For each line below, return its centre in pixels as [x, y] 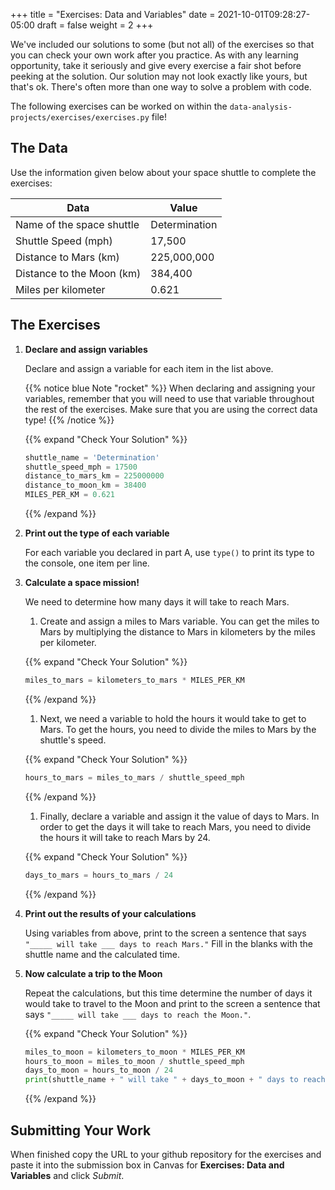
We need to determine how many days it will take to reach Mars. [157, 602]
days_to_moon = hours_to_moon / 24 [99, 1070]
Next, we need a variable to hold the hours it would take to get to [173, 718]
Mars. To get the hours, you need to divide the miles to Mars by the [178, 729]
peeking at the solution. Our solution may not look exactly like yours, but [159, 76]
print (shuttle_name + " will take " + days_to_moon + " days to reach [175, 1080]
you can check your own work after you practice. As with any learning [154, 55]
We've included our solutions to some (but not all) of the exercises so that [162, 44]
